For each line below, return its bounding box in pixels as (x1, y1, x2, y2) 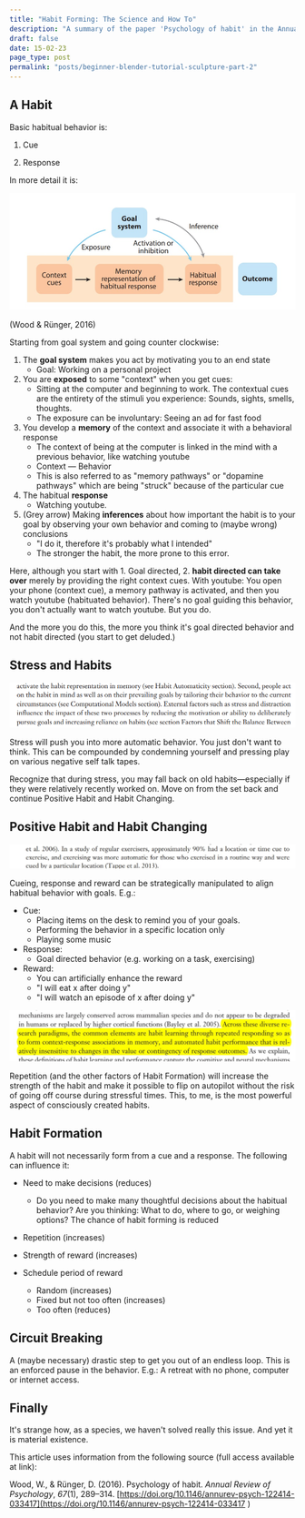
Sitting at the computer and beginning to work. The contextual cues (35, 383, 289, 394)
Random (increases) (35, 1284, 112, 1296)
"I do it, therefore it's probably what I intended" (35, 538, 213, 549)
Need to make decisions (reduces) (22, 1177, 152, 1188)
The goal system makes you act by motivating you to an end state (22, 354, 271, 365)
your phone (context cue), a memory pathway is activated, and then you (9, 584, 280, 595)
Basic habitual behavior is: (9, 121, 108, 132)
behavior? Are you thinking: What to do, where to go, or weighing (35, 1204, 280, 1215)
